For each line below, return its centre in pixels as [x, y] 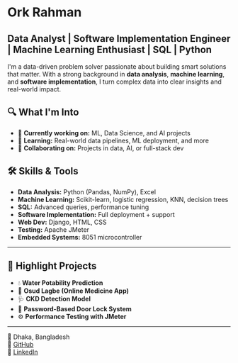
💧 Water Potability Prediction [60, 283]
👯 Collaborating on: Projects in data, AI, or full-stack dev [101, 148]
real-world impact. [34, 89]
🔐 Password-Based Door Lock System [75, 309]
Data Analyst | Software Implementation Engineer [119, 39]
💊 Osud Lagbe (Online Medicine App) [73, 291]
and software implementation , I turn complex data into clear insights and [114, 82]
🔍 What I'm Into [43, 112]
